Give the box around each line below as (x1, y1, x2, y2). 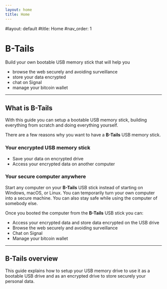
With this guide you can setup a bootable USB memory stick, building (5, 117, 147, 123)
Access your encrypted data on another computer (12, 161, 115, 167)
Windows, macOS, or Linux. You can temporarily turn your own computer (5, 190, 155, 196)
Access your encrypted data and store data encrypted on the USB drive (12, 219, 160, 225)
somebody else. (5, 200, 38, 206)
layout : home (5, 7, 32, 12)
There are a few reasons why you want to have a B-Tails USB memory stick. (5, 132, 161, 138)
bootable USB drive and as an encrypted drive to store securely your (5, 273, 146, 279)
